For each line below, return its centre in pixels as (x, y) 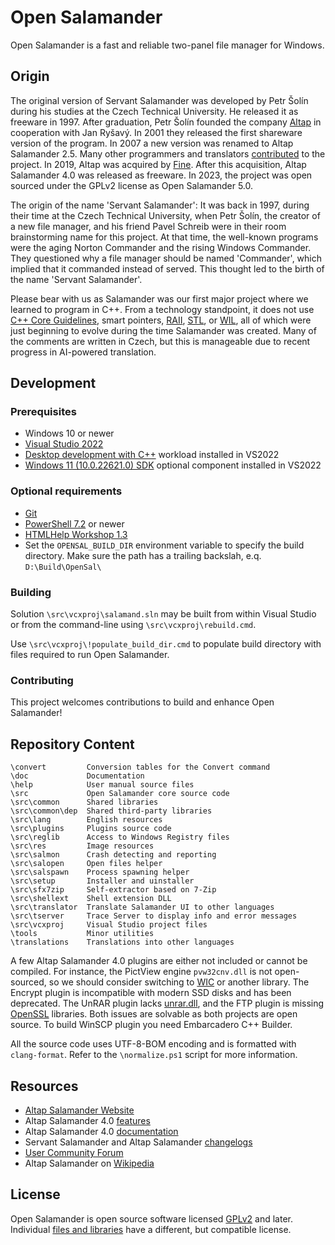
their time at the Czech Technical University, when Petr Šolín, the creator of (165, 215)
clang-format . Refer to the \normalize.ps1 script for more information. (154, 1055)
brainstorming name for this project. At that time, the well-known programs (164, 237)
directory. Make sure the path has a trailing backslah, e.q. (143, 555)
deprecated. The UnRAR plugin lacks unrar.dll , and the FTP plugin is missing (167, 1003)
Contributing (42, 680)
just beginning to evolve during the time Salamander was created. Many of (163, 330)
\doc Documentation (77, 776)
